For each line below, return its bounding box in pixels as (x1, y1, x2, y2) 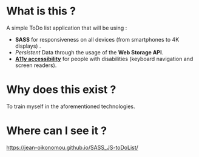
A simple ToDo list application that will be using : (6, 24, 127, 31)
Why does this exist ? (6, 83, 116, 97)
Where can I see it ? (6, 124, 107, 138)
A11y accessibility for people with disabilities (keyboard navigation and (15, 55, 194, 62)
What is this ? (6, 4, 76, 18)
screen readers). (15, 62, 57, 69)
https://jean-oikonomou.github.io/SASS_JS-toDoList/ (6, 144, 138, 151)
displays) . (15, 42, 41, 50)
